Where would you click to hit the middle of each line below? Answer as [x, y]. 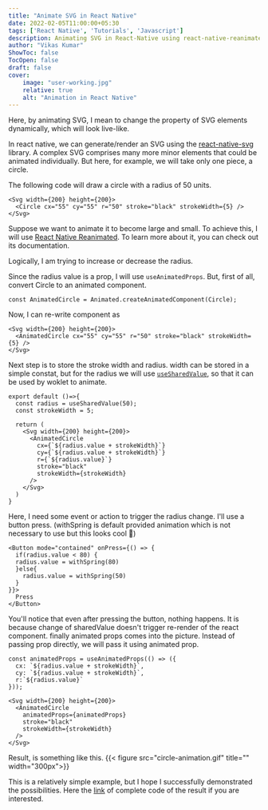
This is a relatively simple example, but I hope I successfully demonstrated [130, 782]
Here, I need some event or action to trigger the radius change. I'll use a [126, 517]
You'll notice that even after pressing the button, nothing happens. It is [124, 619]
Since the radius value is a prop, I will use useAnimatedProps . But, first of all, [132, 277]
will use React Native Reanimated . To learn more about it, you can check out [134, 237]
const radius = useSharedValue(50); [76, 404]
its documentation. [39, 245]
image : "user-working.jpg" [67, 82]
